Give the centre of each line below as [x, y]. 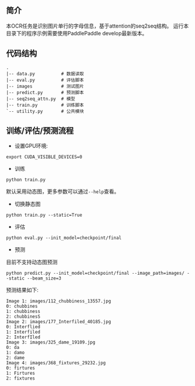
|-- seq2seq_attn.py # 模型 [41, 99]
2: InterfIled [23, 337]
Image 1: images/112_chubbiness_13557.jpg [59, 301]
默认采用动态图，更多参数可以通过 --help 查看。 [63, 192]
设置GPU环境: [31, 146]
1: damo [16, 353]
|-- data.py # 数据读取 [45, 74]
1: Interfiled [23, 332]
